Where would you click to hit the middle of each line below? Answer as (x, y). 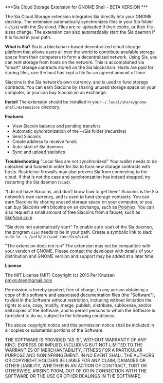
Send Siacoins (27, 136)
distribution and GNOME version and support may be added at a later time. (80, 256)
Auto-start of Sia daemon (37, 147)
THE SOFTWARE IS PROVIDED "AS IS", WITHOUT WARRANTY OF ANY (76, 340)
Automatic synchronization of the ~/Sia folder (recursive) (69, 131)
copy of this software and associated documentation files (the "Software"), (80, 295)
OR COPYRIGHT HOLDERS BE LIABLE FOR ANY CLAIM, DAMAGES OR (75, 360)
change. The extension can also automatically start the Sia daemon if (86, 32)
